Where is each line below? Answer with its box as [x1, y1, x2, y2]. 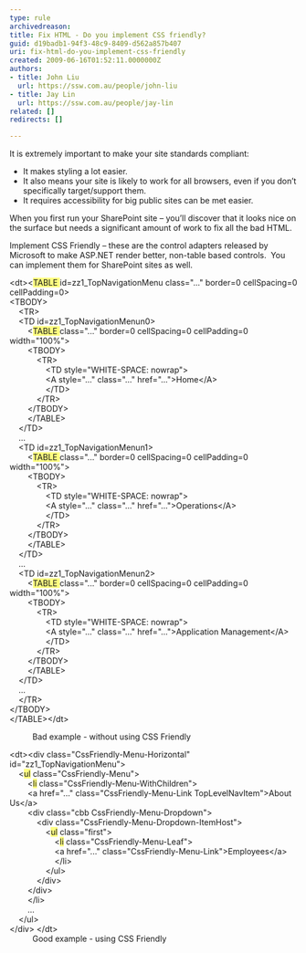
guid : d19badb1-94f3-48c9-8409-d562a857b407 [9, 38, 182, 48]
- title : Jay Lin [9, 89, 76, 99]
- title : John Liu [9, 73, 79, 82]
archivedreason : [9, 22, 71, 31]
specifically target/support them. [22, 185, 146, 196]
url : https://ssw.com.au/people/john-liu [17, 81, 178, 90]
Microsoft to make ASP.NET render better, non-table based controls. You [9, 250, 286, 261]
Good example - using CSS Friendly [32, 933, 167, 945]
